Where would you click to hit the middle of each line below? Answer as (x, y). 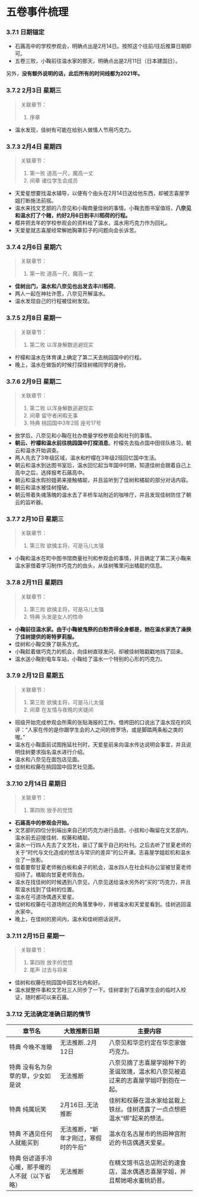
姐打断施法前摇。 (36, 201)
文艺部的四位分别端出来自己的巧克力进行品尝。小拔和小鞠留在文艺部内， (103, 830)
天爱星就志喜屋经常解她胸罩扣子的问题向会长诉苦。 (77, 230)
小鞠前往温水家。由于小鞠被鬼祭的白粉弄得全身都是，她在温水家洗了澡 (100, 629)
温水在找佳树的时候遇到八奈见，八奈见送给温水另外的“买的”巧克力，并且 (103, 882)
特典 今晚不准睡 (31, 1047)
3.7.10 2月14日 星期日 (36, 783)
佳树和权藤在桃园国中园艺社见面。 (56, 767)
